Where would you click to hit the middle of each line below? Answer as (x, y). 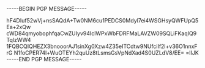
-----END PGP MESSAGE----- (44, 59)
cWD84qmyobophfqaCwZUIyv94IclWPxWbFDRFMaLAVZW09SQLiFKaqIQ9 (102, 33)
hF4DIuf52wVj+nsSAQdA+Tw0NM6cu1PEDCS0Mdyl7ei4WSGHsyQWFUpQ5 (102, 20)
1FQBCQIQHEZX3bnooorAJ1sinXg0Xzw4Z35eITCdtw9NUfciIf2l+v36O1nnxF (102, 46)
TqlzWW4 (19, 40)
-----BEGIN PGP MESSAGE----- (47, 9)
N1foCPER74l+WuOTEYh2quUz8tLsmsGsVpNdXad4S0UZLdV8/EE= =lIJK (106, 53)
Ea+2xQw (19, 27)
